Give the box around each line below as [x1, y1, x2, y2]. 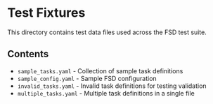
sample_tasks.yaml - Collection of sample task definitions [17, 66, 183, 75]
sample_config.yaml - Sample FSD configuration [17, 74, 157, 82]
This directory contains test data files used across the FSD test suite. [7, 28, 207, 36]
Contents [7, 48, 49, 60]
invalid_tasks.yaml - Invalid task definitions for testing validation [17, 82, 207, 90]
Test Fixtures [7, 5, 86, 21]
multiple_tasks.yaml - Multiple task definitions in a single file [17, 89, 195, 97]
